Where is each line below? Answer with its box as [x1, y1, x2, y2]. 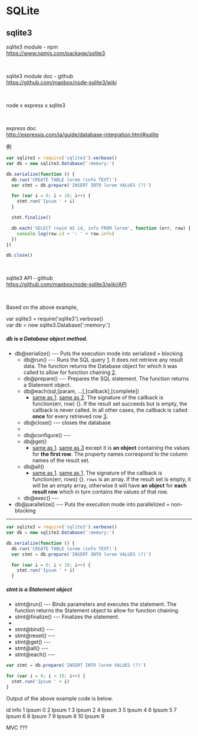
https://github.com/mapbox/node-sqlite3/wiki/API [6, 281, 127, 288]
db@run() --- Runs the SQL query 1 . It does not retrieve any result [23, 356, 183, 363]
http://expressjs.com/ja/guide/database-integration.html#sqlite [6, 131, 159, 138]
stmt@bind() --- [14, 626, 54, 633]
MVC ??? [6, 724, 28, 731]
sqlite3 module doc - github [6, 73, 74, 79]
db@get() [23, 438, 47, 445]
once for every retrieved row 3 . [32, 413, 108, 420]
